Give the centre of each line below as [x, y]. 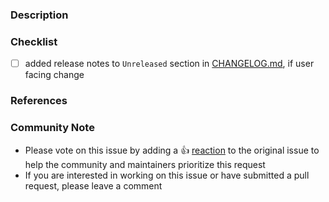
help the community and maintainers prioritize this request [145, 164]
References [39, 101]
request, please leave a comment [93, 185]
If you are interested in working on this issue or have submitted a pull [167, 175]
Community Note [52, 128]
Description [39, 15]
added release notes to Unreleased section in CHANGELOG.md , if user [169, 64]
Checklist [34, 41]
